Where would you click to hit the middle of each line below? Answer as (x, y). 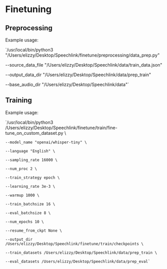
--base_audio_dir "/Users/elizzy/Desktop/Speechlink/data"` (67, 85)
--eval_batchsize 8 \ (28, 213)
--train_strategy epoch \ (32, 178)
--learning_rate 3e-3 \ (30, 186)
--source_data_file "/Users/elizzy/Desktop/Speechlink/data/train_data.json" (84, 65)
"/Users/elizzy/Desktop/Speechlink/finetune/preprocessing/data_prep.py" (82, 55)
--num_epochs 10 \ (25, 222)
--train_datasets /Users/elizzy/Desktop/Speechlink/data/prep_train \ (81, 253)
